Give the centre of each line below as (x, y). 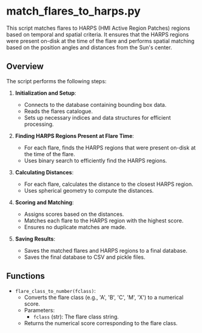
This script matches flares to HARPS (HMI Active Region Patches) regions (98, 28)
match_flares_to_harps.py (73, 11)
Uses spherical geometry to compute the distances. (89, 190)
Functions (26, 276)
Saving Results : (35, 239)
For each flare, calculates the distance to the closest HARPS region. (109, 184)
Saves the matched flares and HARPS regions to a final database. (106, 250)
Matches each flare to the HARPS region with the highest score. (104, 221)
